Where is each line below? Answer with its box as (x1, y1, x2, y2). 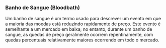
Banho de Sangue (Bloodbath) (5, 4, 80, 11)
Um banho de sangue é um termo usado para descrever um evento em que (5, 16, 161, 22)
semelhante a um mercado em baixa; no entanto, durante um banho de (5, 26, 152, 32)
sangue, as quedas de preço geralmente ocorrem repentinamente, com (5, 32, 153, 38)
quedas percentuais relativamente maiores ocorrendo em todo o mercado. (5, 37, 159, 43)
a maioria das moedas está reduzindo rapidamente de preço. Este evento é (5, 21, 161, 27)
